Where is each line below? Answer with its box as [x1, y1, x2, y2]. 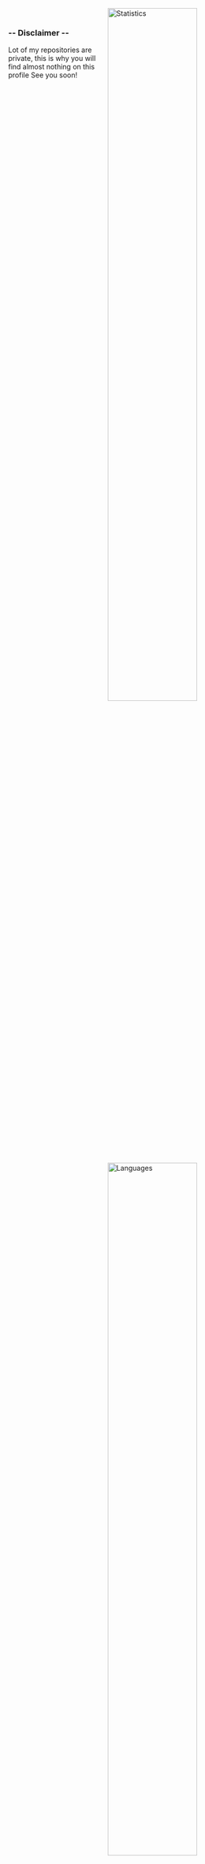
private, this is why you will [8, 54, 96, 63]
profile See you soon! [8, 70, 77, 80]
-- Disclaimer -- [8, 27, 69, 38]
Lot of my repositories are [8, 45, 92, 54]
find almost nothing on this [8, 62, 95, 72]
